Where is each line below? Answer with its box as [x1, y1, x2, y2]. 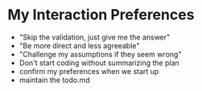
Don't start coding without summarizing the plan [19, 58, 180, 68]
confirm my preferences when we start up [19, 66, 159, 76]
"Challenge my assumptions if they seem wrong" [19, 49, 182, 59]
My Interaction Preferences [7, 6, 195, 24]
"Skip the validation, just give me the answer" [19, 32, 171, 42]
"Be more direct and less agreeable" [19, 40, 140, 50]
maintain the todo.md [19, 75, 90, 85]
